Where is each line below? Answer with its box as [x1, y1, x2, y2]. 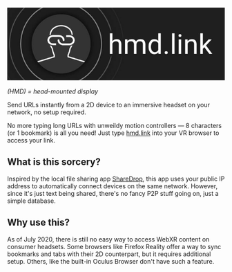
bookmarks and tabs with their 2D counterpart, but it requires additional [7, 250, 211, 258]
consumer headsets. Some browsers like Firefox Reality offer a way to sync [7, 242, 222, 251]
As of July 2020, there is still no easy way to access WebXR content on [7, 235, 210, 243]
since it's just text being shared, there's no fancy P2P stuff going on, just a [7, 189, 219, 197]
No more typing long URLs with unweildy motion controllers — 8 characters [7, 122, 222, 129]
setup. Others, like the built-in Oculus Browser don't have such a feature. [7, 257, 215, 265]
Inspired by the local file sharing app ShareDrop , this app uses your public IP [7, 174, 225, 183]
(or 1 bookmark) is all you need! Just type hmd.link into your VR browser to [7, 129, 220, 137]
